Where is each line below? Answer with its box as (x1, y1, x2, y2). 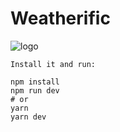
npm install (10, 77, 60, 87)
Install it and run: (10, 59, 97, 69)
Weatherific (10, 7, 111, 30)
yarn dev (10, 112, 47, 122)
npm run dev (10, 85, 60, 96)
